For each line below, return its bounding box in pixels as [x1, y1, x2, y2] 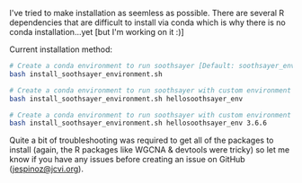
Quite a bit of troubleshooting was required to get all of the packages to [9, 135, 274, 146]
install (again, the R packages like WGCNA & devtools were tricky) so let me [9, 144, 290, 155]
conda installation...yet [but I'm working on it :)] [9, 27, 184, 37]
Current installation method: [9, 44, 113, 55]
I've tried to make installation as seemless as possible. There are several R [9, 8, 285, 18]
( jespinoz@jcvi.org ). [9, 163, 84, 174]
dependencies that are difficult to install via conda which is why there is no [9, 17, 286, 28]
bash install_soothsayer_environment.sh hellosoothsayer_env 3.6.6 [9, 118, 268, 128]
